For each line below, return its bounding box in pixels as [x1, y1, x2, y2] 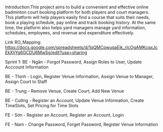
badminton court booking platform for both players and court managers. [5, 9, 150, 15]
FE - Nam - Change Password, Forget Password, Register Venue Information [5, 121, 158, 127]
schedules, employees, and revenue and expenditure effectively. [5, 30, 135, 35]
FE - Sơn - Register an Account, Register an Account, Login [5, 112, 124, 118]
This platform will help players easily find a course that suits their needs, [5, 15, 150, 20]
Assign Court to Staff [5, 79, 47, 84]
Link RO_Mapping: [5, 39, 42, 45]
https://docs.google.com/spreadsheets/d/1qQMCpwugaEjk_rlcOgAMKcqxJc [5, 45, 158, 50]
